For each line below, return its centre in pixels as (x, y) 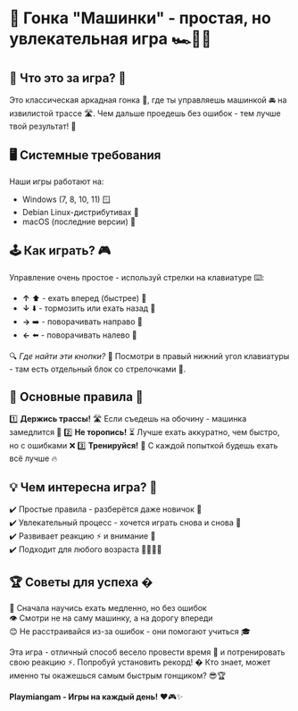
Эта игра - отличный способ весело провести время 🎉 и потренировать (147, 652)
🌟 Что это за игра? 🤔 (68, 78)
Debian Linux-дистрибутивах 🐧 (81, 212)
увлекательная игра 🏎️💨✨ (111, 39)
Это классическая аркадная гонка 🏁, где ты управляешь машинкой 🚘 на (148, 100)
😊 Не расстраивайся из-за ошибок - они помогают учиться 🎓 (130, 632)
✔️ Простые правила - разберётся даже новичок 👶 (106, 509)
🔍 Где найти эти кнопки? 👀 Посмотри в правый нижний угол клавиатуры (149, 355)
